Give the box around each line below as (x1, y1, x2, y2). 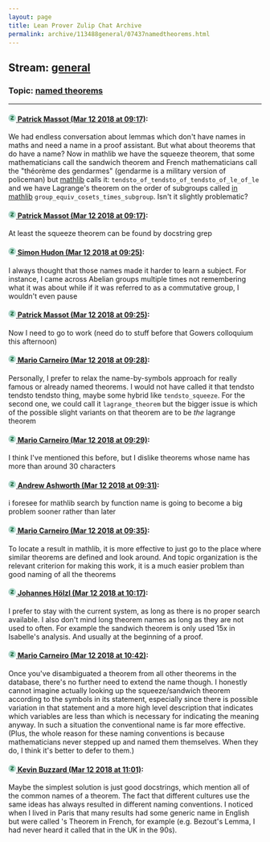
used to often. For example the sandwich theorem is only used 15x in (8, 623, 235, 633)
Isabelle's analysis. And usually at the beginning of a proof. (8, 632, 203, 642)
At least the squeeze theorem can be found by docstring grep (8, 229, 213, 238)
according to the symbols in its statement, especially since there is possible (8, 695, 259, 704)
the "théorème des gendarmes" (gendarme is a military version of (8, 166, 227, 176)
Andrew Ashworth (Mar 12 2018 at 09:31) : (17, 480, 160, 490)
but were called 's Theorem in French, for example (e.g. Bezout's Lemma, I (8, 817, 256, 827)
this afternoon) (8, 336, 58, 346)
